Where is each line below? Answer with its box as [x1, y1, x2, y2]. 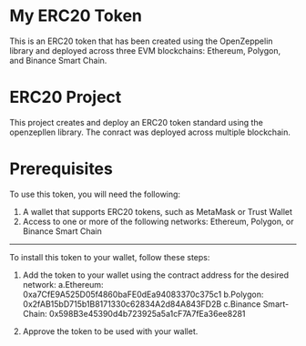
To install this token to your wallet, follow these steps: [9, 251, 210, 262]
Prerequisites [9, 158, 114, 179]
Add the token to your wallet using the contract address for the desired [22, 270, 290, 280]
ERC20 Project [9, 87, 122, 107]
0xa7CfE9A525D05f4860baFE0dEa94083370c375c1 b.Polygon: [22, 289, 264, 300]
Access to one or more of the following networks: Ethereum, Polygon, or [22, 216, 294, 227]
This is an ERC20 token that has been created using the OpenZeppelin [9, 36, 273, 46]
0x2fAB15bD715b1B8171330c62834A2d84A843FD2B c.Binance [22, 298, 261, 310]
